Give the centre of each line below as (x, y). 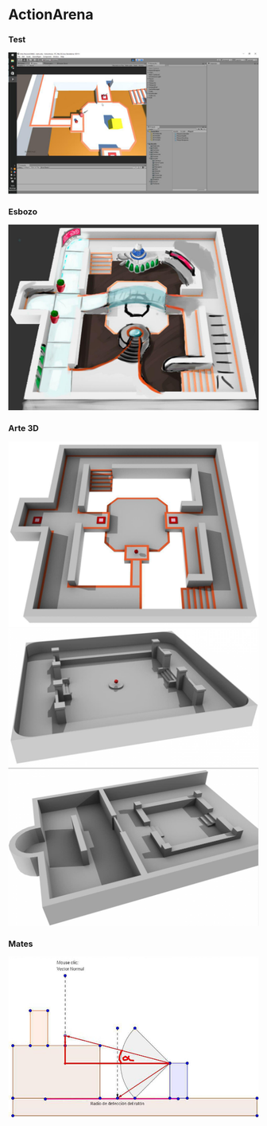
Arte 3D (24, 428)
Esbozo (23, 211)
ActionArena (51, 15)
